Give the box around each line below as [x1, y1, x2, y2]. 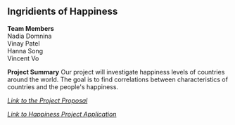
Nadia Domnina [7, 32, 52, 40]
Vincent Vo [7, 54, 39, 63]
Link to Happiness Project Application [7, 110, 117, 118]
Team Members [7, 24, 54, 32]
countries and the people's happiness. [7, 82, 118, 91]
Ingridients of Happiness [7, 6, 118, 18]
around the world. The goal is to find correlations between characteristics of [7, 75, 229, 84]
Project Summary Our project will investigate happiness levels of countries [7, 67, 225, 76]
